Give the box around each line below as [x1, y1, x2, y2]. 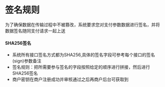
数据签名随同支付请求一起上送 [5, 28, 65, 33]
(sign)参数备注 [12, 58, 42, 64]
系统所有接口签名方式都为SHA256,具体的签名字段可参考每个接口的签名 [12, 52, 155, 58]
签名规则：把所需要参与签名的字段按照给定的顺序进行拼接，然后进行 [12, 64, 150, 70]
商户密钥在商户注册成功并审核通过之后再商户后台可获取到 [12, 77, 129, 83]
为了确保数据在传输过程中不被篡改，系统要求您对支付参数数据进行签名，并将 [5, 22, 160, 28]
